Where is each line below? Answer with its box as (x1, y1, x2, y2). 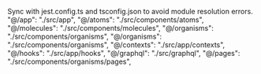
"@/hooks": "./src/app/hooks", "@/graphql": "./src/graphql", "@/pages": (7, 49, 240, 57)
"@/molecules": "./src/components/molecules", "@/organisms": (7, 24, 214, 32)
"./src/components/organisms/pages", (7, 57, 132, 66)
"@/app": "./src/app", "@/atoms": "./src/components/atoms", (7, 15, 204, 24)
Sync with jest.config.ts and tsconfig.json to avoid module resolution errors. (7, 7, 253, 16)
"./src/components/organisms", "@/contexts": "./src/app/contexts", (7, 40, 226, 50)
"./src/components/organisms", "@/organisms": (7, 31, 162, 41)
